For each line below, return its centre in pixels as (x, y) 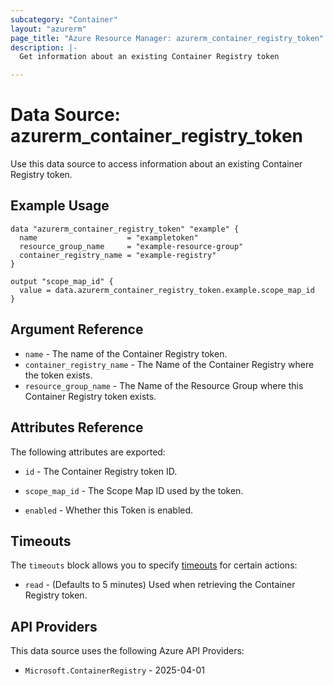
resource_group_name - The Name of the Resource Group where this (164, 385)
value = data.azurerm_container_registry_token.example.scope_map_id (167, 290)
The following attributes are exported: (88, 452)
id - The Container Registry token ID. (101, 471)
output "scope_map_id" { (62, 281)
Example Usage (60, 206)
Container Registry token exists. (90, 396)
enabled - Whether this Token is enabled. (109, 510)
